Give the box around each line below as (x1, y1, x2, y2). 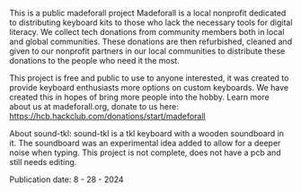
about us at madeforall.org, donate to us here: (9, 101, 180, 111)
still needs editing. (9, 157, 77, 167)
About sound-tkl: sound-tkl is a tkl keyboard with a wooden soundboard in (9, 128, 285, 138)
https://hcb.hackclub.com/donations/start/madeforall (9, 111, 207, 121)
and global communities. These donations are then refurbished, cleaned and (9, 36, 293, 47)
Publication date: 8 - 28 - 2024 (9, 174, 124, 185)
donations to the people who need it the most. (9, 56, 180, 65)
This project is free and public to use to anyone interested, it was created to (9, 73, 289, 83)
